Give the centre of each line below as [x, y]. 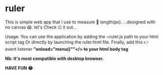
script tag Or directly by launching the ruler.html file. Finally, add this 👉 [77, 42]
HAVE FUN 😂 [19, 68]
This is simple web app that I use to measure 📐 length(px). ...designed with [80, 22]
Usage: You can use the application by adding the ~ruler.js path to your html [82, 37]
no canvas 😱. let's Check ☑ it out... [41, 27]
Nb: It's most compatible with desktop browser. [54, 58]
